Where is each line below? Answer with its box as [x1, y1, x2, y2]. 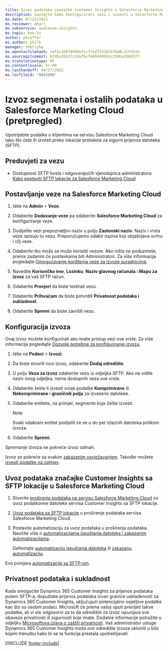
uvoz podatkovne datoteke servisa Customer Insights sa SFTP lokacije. [12, 500, 159, 506]
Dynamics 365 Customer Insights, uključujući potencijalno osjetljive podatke [5, 598, 162, 604]
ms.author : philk [5, 40, 41, 45]
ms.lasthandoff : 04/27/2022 [5, 68, 64, 73]
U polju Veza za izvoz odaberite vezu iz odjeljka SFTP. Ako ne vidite [12, 370, 153, 376]
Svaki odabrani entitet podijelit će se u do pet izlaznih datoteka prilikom [12, 419, 159, 425]
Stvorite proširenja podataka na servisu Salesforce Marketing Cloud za [12, 495, 158, 501]
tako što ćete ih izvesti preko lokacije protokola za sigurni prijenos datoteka [5, 137, 160, 143]
